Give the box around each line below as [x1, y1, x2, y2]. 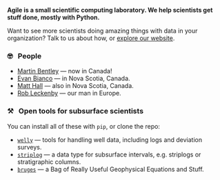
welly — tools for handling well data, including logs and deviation [17, 135, 202, 144]
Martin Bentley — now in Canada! [17, 67, 112, 75]
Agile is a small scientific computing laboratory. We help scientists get [7, 6, 213, 14]
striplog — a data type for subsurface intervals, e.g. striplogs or [17, 150, 201, 159]
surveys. [17, 143, 42, 151]
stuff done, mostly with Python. [7, 13, 100, 21]
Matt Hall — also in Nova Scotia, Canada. [17, 82, 134, 90]
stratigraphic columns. [17, 157, 81, 165]
